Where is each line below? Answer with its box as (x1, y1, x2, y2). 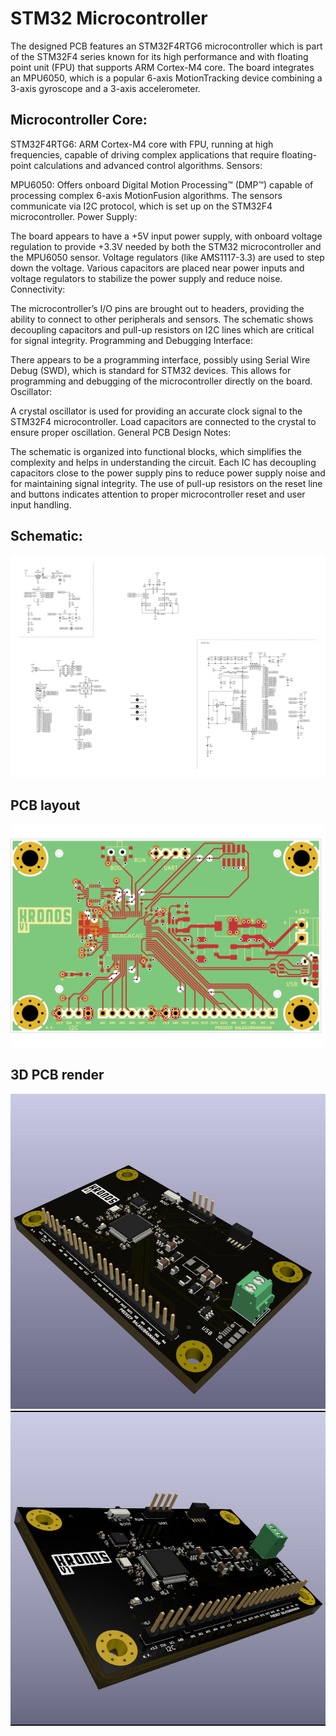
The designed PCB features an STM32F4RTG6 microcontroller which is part (10, 40, 323, 52)
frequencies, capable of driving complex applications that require (10, 148, 280, 161)
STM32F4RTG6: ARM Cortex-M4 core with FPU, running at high (10, 138, 274, 150)
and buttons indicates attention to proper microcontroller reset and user (10, 488, 306, 500)
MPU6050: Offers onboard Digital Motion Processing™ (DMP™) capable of (10, 178, 314, 191)
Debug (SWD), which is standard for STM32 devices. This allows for (10, 364, 292, 376)
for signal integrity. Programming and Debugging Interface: (10, 334, 253, 346)
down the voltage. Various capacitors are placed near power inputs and (10, 262, 305, 274)
